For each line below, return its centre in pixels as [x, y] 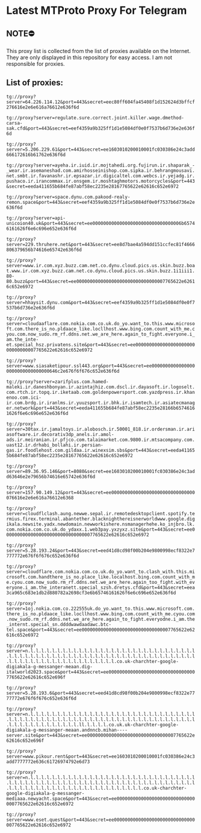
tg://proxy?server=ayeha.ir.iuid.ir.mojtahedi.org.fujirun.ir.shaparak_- [101, 165]
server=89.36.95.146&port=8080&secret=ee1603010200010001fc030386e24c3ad [101, 471]
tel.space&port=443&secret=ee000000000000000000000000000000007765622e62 [101, 630]
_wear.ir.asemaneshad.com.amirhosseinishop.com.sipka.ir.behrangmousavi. [101, 170]
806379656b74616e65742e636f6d [44, 250]
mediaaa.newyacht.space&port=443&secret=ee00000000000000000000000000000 [101, 799]
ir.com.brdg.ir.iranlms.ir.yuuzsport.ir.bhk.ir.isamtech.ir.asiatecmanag [101, 403]
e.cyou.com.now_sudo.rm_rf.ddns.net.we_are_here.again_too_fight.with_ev [101, 582]
